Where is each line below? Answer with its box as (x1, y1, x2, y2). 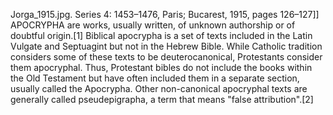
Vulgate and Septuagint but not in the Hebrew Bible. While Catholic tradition (10, 40, 323, 52)
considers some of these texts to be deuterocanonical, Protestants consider (10, 51, 323, 63)
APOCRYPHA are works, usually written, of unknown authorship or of (10, 19, 296, 31)
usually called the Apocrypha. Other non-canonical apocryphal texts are (10, 83, 308, 94)
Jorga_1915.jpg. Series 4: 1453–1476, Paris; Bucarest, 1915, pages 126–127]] (10, 9, 320, 20)
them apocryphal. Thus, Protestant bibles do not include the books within (10, 62, 313, 73)
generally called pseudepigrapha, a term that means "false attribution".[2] (10, 94, 314, 105)
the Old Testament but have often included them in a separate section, (10, 72, 300, 84)
